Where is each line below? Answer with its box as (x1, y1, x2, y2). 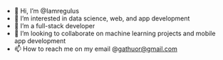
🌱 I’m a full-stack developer (14, 22, 95, 30)
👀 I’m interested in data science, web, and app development (14, 14, 190, 23)
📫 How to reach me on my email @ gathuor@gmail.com (14, 44, 178, 53)
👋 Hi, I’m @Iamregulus (14, 7, 80, 15)
